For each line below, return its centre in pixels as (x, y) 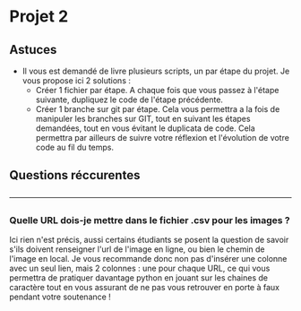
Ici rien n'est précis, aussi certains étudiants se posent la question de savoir (149, 240)
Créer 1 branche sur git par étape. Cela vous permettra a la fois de (158, 109)
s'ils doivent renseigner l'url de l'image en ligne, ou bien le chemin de (137, 249)
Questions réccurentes (75, 175)
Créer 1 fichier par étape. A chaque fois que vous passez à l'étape (157, 90)
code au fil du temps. (75, 147)
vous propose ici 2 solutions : (77, 81)
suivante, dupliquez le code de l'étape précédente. (129, 99)
